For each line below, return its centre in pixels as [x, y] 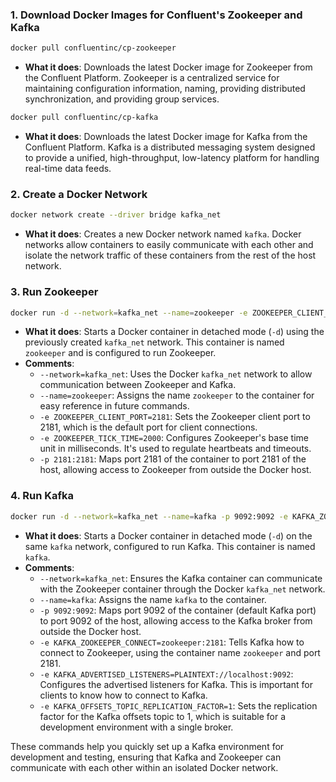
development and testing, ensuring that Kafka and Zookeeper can [146, 757]
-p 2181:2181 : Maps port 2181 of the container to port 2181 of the [173, 459]
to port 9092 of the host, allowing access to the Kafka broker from [176, 620]
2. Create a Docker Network [79, 194]
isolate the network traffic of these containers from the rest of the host [170, 255]
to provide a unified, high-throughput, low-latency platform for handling [172, 158]
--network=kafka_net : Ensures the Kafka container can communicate [181, 578]
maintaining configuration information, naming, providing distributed [165, 89]
